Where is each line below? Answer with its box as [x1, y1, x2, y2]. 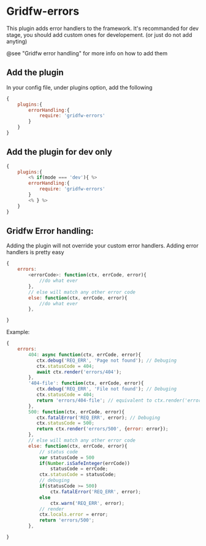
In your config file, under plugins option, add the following [6, 84, 153, 91]
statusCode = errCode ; [50, 466, 109, 472]
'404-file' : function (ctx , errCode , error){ [28, 380, 144, 386]
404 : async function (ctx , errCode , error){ [28, 351, 141, 357]
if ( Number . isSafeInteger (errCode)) [39, 460, 131, 466]
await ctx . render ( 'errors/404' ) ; [36, 369, 122, 375]
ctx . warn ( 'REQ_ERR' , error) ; [50, 500, 124, 506]
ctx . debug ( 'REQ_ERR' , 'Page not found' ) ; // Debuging [36, 357, 177, 364]
